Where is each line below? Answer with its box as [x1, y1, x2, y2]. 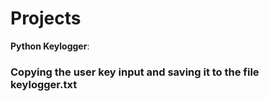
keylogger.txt [10, 77, 78, 91]
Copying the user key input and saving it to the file [10, 65, 260, 79]
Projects [10, 7, 82, 30]
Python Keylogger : [10, 40, 90, 52]
